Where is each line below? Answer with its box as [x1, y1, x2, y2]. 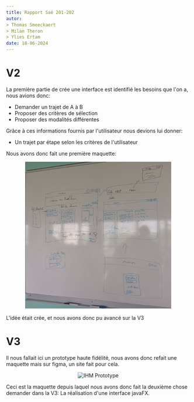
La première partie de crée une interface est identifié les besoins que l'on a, [6, 86, 189, 93]
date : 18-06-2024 [6, 40, 49, 46]
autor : [6, 15, 22, 22]
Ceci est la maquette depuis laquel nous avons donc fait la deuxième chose [6, 383, 188, 390]
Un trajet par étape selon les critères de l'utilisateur [14, 138, 138, 146]
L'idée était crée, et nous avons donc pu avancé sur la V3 [6, 314, 144, 321]
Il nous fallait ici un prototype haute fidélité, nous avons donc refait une [6, 354, 177, 361]
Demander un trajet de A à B [14, 103, 83, 110]
